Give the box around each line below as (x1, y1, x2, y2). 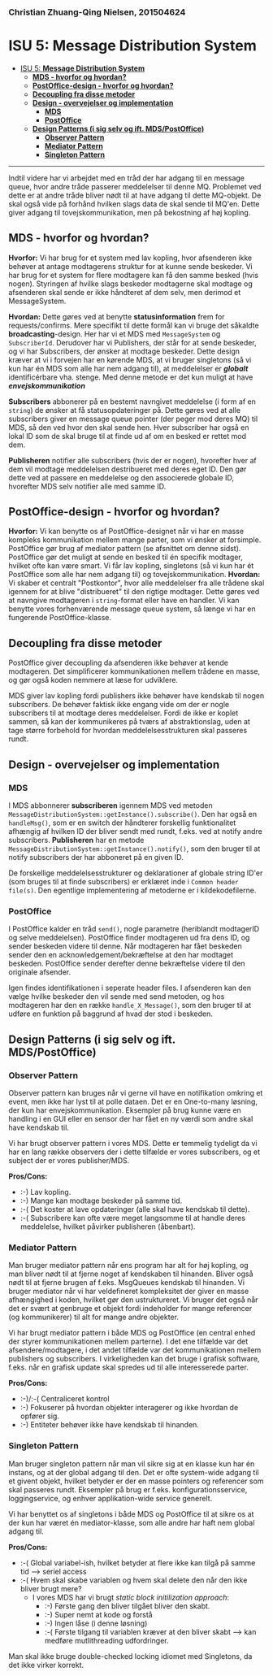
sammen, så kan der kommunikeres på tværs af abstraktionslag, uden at (8, 717, 250, 727)
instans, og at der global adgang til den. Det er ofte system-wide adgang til (8, 1467, 259, 1477)
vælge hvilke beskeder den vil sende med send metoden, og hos (8, 992, 225, 1001)
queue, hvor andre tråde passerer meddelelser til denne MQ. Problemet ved (8, 181, 262, 191)
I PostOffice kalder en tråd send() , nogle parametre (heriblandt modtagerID (8, 924, 260, 934)
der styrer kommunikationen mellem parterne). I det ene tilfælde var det (8, 1336, 249, 1347)
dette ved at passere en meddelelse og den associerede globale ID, (8, 472, 234, 482)
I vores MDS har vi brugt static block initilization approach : (32, 1592, 230, 1602)
